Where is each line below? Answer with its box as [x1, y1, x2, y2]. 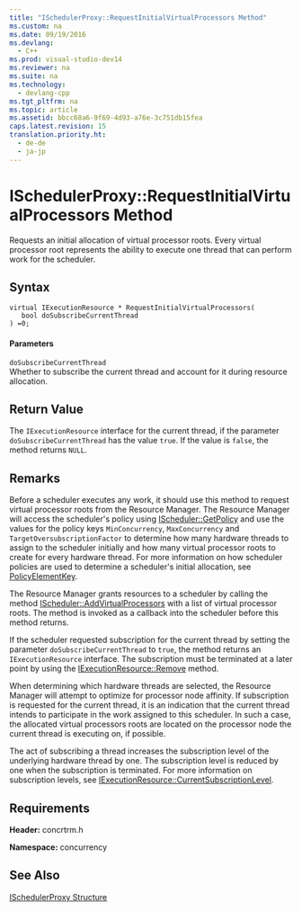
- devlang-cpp [17, 88, 70, 97]
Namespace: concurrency [9, 842, 108, 853]
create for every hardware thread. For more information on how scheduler [9, 552, 283, 563]
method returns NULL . [9, 444, 88, 455]
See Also [9, 868, 60, 883]
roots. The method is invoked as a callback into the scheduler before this [9, 608, 279, 619]
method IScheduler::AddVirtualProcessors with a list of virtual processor [9, 598, 277, 609]
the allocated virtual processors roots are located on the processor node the [9, 719, 292, 729]
